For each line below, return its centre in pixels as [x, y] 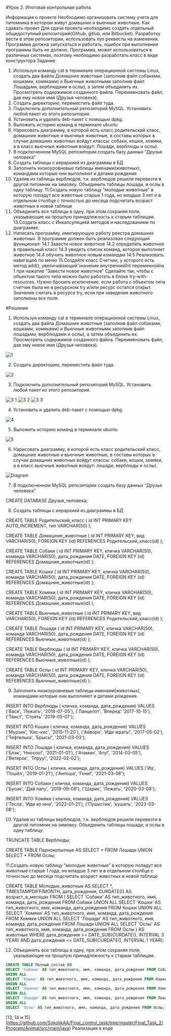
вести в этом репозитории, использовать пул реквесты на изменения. [82, 39]
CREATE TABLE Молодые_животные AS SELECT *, [59, 886]
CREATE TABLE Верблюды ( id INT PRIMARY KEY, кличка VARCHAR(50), [82, 649]
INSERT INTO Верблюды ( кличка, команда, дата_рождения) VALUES [80, 706]
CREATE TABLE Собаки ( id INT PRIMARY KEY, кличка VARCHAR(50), [79, 551]
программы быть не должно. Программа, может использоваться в [79, 50]
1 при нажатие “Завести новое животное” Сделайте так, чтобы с [83, 271]
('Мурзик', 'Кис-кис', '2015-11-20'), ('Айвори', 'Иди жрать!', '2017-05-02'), [85, 732]
